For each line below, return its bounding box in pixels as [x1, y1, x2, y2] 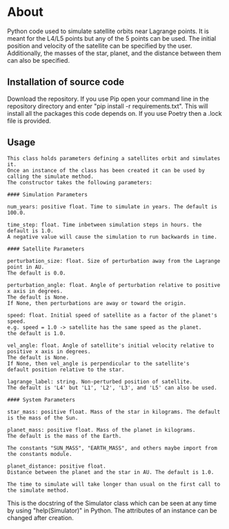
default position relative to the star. [7, 366, 126, 373]
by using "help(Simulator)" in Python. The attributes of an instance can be [7, 506, 217, 515]
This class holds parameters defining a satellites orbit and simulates [7, 154, 221, 162]
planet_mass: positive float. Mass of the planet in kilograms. [7, 426, 196, 433]
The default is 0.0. [7, 270, 67, 277]
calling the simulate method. [7, 173, 94, 180]
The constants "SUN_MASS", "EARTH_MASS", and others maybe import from [7, 444, 217, 452]
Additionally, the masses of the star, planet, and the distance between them [7, 49, 222, 57]
